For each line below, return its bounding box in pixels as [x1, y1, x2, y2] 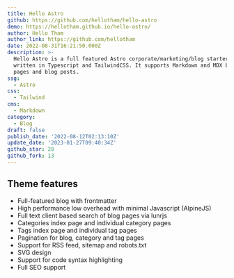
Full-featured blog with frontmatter [17, 196, 117, 205]
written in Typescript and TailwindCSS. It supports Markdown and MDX [13, 62, 223, 69]
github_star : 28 [7, 146, 54, 153]
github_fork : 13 [7, 152, 54, 160]
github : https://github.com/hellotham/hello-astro [7, 17, 157, 24]
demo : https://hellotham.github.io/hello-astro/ [7, 23, 151, 30]
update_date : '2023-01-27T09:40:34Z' [7, 140, 117, 147]
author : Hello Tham [7, 29, 64, 37]
